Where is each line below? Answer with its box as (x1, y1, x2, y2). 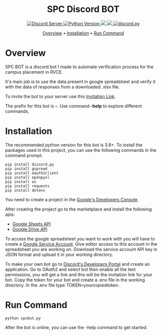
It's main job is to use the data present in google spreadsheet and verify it (5, 79, 156, 84)
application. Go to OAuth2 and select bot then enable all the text (5, 266, 136, 272)
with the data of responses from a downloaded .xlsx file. (5, 84, 120, 89)
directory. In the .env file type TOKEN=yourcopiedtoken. (5, 282, 120, 288)
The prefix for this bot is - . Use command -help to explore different (5, 103, 142, 109)
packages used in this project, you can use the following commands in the (5, 147, 157, 153)
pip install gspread (5, 166, 48, 171)
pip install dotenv (5, 188, 46, 193)
